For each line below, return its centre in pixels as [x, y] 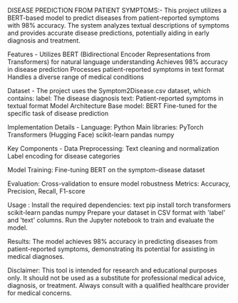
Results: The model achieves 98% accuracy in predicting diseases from [113, 241]
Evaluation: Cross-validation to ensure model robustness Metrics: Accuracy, [119, 184]
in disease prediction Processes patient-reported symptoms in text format [116, 69]
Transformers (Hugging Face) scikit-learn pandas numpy [91, 135]
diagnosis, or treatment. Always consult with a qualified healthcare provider [118, 285]
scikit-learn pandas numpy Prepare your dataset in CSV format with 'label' [117, 212]
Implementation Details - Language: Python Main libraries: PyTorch [106, 127]
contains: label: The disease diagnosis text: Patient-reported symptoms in [115, 98]
